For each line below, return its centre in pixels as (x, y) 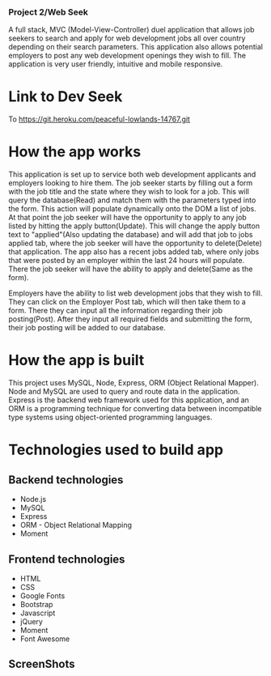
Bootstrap (36, 604)
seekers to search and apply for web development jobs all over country (127, 38)
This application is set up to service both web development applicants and (132, 174)
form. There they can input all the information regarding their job (116, 311)
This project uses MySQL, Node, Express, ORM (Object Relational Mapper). (133, 383)
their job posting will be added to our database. (87, 328)
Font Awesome (45, 639)
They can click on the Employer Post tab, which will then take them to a (127, 302)
